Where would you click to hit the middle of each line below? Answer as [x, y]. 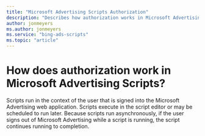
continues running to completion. [48, 126]
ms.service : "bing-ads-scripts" [47, 35]
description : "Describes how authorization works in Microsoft [88, 18]
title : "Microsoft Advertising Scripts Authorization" [77, 12]
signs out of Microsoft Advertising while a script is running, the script [93, 120]
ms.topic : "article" [33, 40]
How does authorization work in [89, 70]
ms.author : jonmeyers [34, 29]
